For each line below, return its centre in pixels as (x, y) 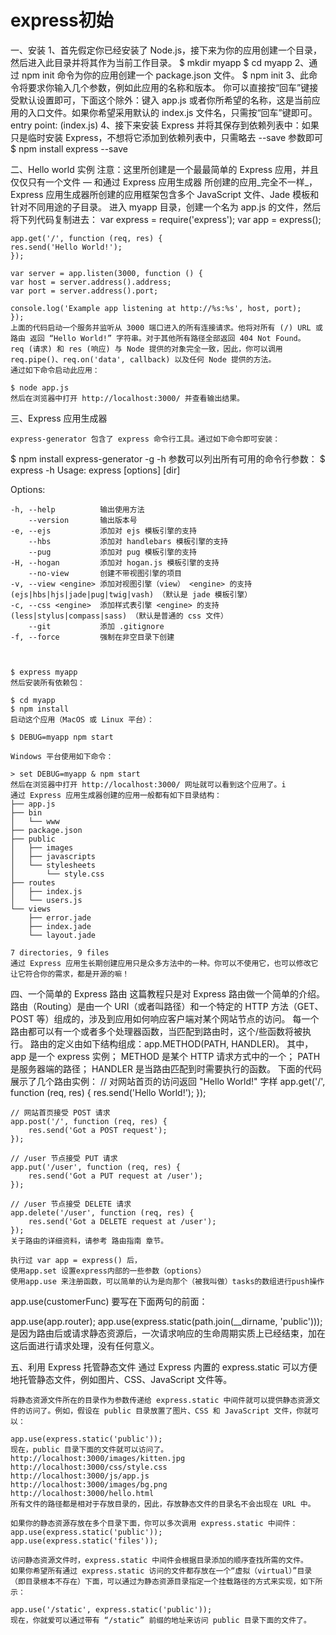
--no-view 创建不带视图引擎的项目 (105, 573)
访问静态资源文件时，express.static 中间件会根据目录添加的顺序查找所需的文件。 (159, 1560)
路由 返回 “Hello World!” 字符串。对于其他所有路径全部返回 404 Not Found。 (158, 338)
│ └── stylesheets (53, 865)
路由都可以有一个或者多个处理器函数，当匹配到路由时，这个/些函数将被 (156, 1031)
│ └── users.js (46, 900)
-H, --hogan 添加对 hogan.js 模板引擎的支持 (115, 562)
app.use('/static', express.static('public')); (111, 1609)
